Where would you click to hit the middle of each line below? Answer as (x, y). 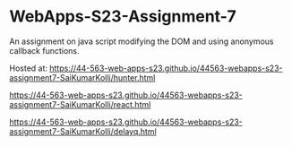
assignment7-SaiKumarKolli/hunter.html (82, 77)
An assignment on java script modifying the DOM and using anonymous (142, 41)
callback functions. (44, 50)
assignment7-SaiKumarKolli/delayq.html (83, 131)
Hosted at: (28, 68)
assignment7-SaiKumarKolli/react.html (80, 104)
